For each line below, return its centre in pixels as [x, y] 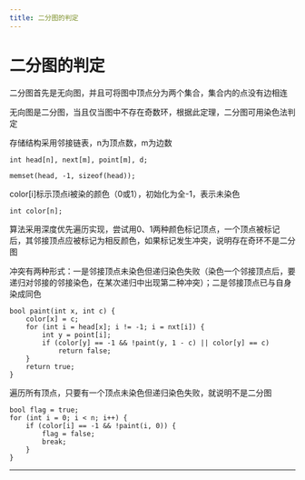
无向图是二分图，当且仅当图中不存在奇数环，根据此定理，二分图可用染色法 [148, 112]
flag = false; [69, 434]
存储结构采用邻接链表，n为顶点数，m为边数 [91, 143]
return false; [84, 351]
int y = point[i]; [77, 335]
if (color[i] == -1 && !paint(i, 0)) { [101, 425]
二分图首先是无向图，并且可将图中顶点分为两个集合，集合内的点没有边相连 [148, 93]
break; [54, 442]
